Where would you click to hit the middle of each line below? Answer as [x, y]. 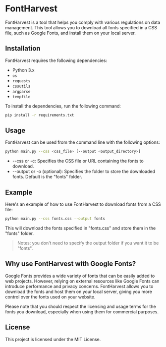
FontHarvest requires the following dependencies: [56, 60]
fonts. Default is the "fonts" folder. [47, 177]
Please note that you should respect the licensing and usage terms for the [81, 306]
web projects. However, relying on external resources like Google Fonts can [82, 281]
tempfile [21, 97]
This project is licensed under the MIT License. [53, 339]
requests [21, 81]
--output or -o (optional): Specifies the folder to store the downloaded [83, 172]
